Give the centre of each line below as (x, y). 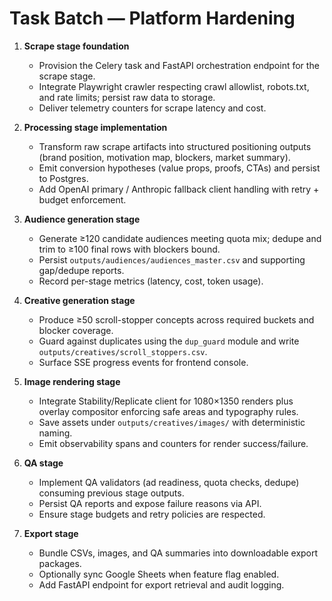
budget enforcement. (82, 199)
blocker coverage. (76, 330)
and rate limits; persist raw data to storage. (127, 97)
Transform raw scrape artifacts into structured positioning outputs (175, 146)
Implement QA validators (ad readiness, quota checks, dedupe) (169, 482)
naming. (55, 433)
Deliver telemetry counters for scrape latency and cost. (152, 108)
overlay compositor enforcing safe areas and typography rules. (168, 411)
